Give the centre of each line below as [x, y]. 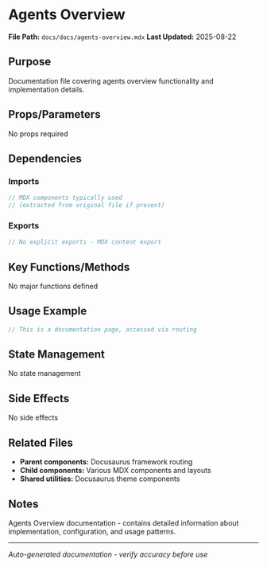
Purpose [30, 62]
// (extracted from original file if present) [87, 205]
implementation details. [46, 89]
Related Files [41, 442]
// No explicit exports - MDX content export [85, 242]
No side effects [33, 418]
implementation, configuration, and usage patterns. [92, 531]
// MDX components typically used [66, 198]
